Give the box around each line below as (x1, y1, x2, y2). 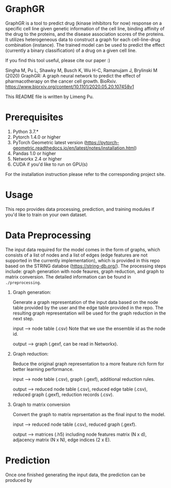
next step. (12, 315, 34, 321)
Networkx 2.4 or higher (12, 155, 62, 162)
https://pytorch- (85, 139, 119, 145)
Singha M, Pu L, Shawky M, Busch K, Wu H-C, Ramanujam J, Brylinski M (5, 67, 158, 73)
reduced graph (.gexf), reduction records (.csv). (12, 391, 114, 398)
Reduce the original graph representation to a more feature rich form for (12, 360, 164, 367)
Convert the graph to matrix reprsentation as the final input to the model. (12, 411, 166, 417)
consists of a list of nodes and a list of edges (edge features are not (5, 252, 148, 258)
